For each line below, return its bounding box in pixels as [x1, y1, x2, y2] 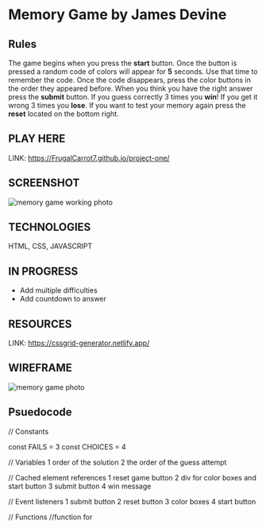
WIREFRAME [8, 361, 73, 375]
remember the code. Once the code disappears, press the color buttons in [8, 76, 252, 84]
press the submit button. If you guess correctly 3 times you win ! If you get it [8, 92, 258, 101]
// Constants [8, 426, 49, 436]
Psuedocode [8, 406, 73, 419]
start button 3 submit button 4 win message [8, 481, 152, 491]
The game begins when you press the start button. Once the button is [8, 58, 237, 68]
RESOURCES [8, 317, 72, 331]
